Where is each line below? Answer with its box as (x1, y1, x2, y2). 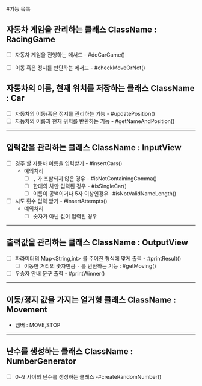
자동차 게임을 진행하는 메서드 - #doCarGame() (14, 51, 125, 59)
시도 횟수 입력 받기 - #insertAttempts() (14, 197, 108, 204)
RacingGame (6, 34, 55, 45)
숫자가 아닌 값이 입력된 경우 (32, 213, 97, 220)
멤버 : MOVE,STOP (14, 321, 61, 329)
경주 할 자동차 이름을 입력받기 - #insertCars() (14, 159, 123, 167)
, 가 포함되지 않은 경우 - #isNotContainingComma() (32, 174, 158, 182)
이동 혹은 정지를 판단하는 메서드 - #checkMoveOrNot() (14, 64, 145, 71)
